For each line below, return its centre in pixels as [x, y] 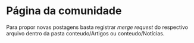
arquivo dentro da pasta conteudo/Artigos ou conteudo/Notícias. [85, 33]
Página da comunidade [64, 11]
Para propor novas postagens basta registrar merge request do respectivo [97, 27]
